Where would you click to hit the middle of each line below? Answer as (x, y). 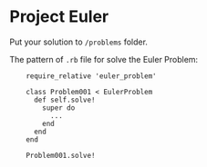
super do (59, 108)
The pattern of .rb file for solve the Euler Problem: (104, 59)
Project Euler (59, 17)
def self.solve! (64, 100)
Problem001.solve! (61, 155)
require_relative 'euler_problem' (91, 76)
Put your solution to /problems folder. (79, 42)
